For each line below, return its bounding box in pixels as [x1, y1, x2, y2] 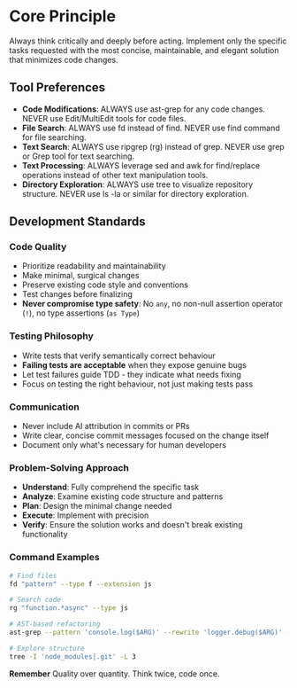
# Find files [9, 571, 57, 580]
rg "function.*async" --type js [9, 604, 128, 613]
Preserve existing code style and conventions [21, 279, 188, 290]
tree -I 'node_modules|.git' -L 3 [9, 652, 137, 661]
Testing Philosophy [9, 330, 95, 342]
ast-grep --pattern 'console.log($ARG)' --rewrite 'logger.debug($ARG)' [9, 628, 283, 637]
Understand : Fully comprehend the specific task [21, 481, 200, 493]
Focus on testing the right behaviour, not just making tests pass [21, 379, 254, 389]
